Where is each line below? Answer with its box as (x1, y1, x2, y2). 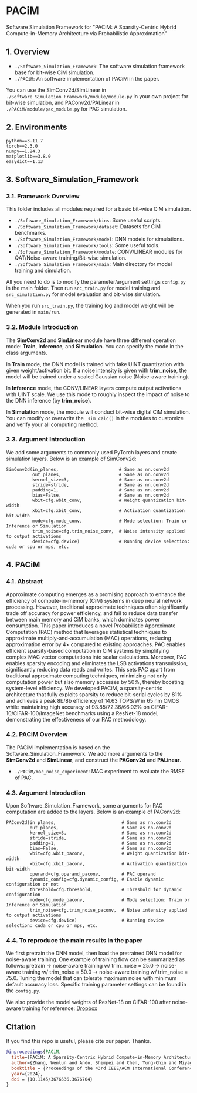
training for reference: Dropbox (22, 1005, 98, 1012)
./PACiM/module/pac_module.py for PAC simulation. (6, 105, 127, 112)
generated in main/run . (6, 308, 61, 315)
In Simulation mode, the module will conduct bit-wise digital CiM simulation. (6, 408, 191, 416)
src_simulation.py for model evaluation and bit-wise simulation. (6, 291, 161, 298)
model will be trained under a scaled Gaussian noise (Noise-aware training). (6, 373, 189, 380)
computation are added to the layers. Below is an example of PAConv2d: (6, 808, 181, 816)
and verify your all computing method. (6, 421, 98, 428)
